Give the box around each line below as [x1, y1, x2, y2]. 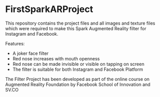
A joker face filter [12, 50, 49, 56]
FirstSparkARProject [5, 4, 93, 15]
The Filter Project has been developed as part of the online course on [5, 76, 150, 82]
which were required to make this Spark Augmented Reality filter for [5, 25, 146, 31]
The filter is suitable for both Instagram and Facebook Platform [12, 66, 143, 72]
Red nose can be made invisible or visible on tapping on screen [12, 61, 145, 67]
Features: [5, 40, 25, 46]
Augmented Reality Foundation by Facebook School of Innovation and [5, 81, 150, 87]
